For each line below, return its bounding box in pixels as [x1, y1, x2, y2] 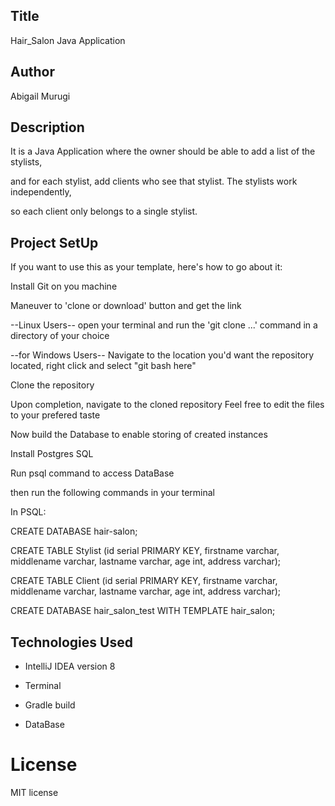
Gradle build [24, 699, 76, 711]
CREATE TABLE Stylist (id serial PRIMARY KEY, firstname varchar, [10, 545, 280, 557]
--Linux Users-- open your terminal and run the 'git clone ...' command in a [10, 319, 318, 331]
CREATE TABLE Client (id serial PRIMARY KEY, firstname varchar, [10, 575, 278, 587]
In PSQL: [10, 506, 47, 518]
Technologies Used [10, 634, 133, 651]
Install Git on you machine [10, 280, 118, 293]
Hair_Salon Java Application [10, 34, 126, 46]
